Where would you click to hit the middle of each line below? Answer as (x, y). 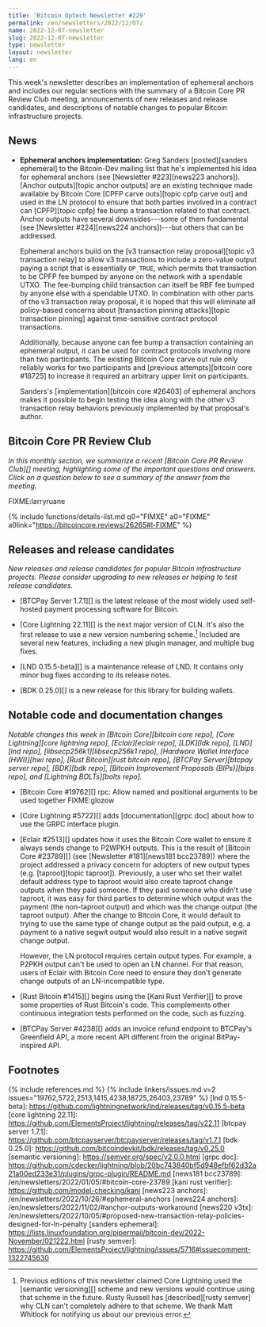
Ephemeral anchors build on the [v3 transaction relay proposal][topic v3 (137, 251)
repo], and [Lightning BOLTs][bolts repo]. (75, 776)
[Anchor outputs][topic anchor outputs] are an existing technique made (136, 185)
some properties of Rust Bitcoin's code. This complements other (125, 1005)
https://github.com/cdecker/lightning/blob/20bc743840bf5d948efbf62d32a (133, 1165)
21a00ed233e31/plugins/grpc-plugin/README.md (90, 1173)
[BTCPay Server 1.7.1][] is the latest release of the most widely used (129, 601)
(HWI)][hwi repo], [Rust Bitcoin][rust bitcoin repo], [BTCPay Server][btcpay (131, 759)
